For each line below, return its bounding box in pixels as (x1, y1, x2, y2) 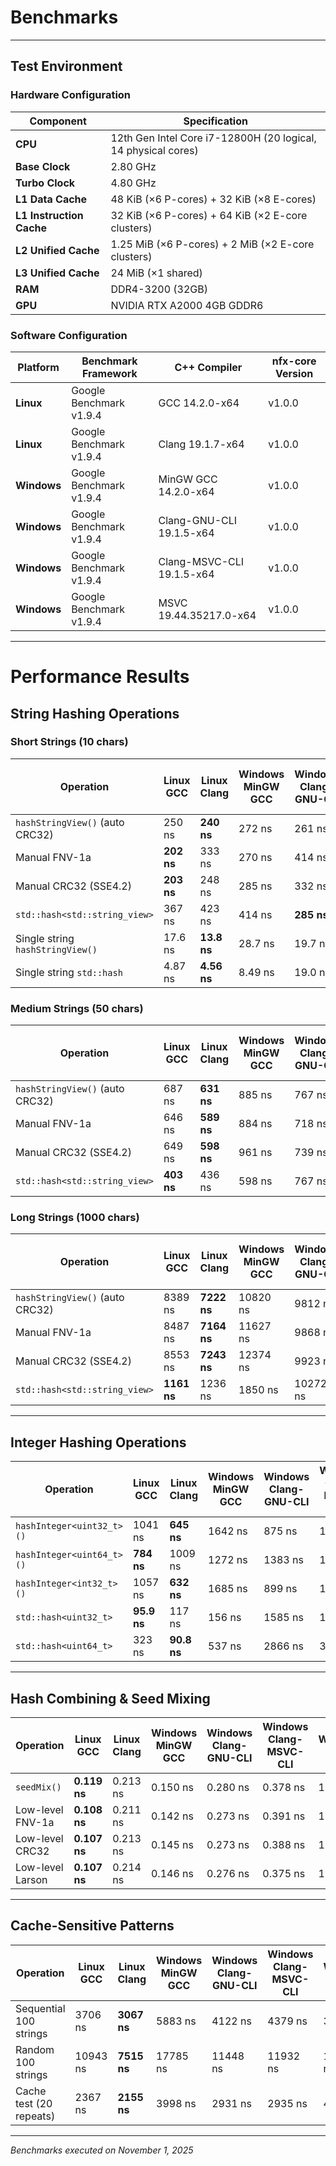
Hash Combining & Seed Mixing (10, 1690, 211, 1707)
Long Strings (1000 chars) (10, 1211, 140, 1225)
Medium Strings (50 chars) (10, 1001, 144, 1015)
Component (29, 114, 87, 128)
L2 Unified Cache (15, 243, 100, 257)
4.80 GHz (110, 176, 157, 190)
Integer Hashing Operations (10, 1434, 187, 1451)
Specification (183, 114, 248, 128)
